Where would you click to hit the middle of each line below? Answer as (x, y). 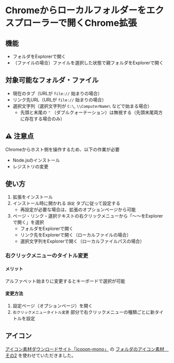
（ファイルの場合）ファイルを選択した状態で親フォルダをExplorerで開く (88, 63)
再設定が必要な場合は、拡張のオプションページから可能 (78, 210)
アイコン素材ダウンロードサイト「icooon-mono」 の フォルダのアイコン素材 (85, 349)
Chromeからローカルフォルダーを (76, 10)
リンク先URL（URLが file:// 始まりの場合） (59, 100)
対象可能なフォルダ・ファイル (52, 80)
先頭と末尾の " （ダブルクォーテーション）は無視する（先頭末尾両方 (92, 112)
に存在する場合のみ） (42, 118)
